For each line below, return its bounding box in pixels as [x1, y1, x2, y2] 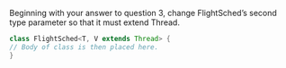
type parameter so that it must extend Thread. [9, 17, 180, 28]
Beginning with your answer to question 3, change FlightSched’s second [9, 8, 277, 18]
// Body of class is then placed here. [9, 42, 159, 52]
